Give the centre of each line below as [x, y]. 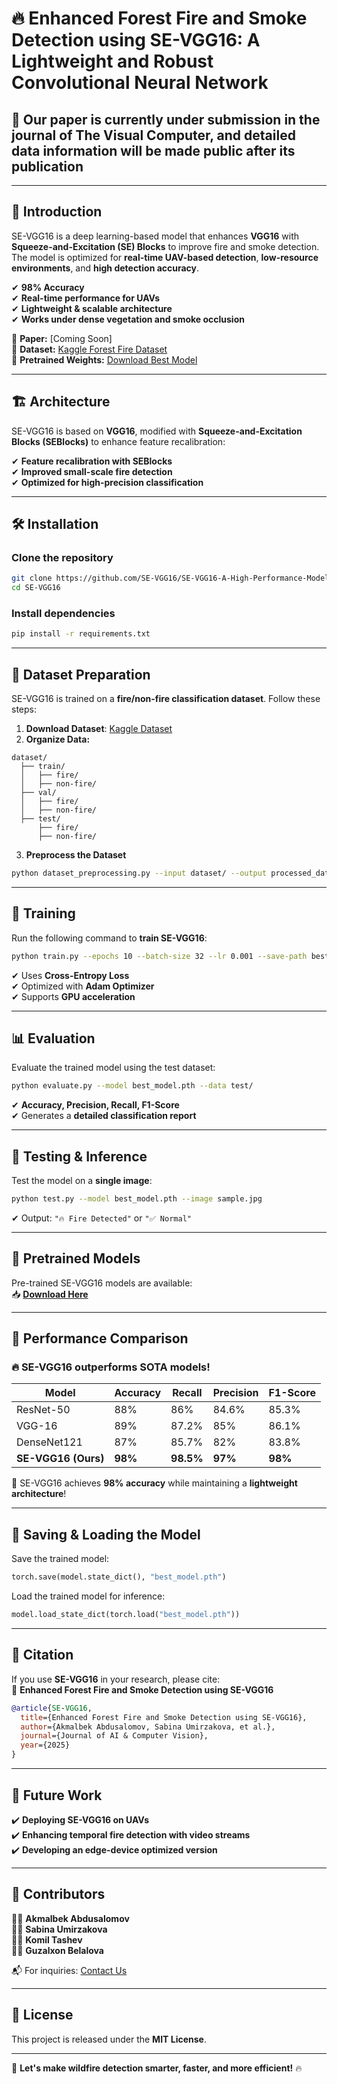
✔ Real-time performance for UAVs [86, 298]
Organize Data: [58, 739]
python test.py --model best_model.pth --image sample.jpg [137, 1199]
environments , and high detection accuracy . [105, 268]
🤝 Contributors [58, 1894]
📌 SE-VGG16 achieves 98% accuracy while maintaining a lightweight [154, 1483]
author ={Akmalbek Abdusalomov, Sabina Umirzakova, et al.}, [148, 1727]
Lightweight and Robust [112, 61]
